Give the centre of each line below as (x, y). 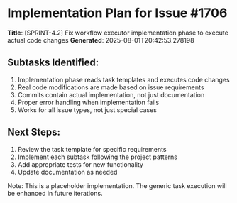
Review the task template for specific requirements (92, 149)
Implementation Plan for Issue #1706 (117, 13)
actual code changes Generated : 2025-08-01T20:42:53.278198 (101, 40)
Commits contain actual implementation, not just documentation (111, 94)
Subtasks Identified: (53, 63)
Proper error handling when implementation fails (88, 102)
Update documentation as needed (67, 172)
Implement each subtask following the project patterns (97, 157)
